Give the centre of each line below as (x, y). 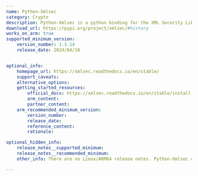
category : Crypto (27, 17)
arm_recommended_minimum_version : (59, 110)
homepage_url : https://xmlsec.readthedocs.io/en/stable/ (88, 71)
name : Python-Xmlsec (32, 12)
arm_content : (43, 99)
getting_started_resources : (51, 88)
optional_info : (25, 66)
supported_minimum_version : (41, 39)
